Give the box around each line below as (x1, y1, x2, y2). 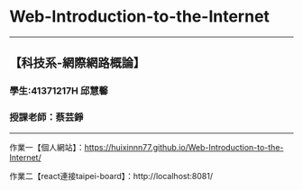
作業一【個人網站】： (9, 141, 85, 152)
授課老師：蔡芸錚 (9, 111, 84, 123)
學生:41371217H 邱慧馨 (9, 85, 108, 97)
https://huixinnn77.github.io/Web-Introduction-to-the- (84, 141, 284, 152)
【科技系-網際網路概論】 (9, 56, 146, 71)
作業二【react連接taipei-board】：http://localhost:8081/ (9, 170, 214, 181)
